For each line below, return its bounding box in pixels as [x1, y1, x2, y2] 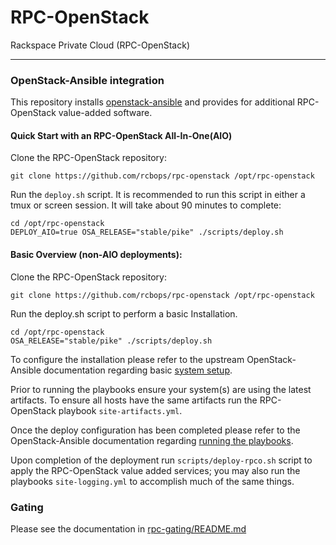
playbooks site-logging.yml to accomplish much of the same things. [10, 475, 295, 487]
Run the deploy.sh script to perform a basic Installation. [10, 307, 238, 320]
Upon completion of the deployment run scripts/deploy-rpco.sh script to [10, 454, 313, 466]
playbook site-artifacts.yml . [58, 404, 183, 416]
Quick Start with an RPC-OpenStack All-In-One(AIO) [10, 129, 233, 141]
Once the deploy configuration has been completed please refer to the [10, 424, 301, 436]
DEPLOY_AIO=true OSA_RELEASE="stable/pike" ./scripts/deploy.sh [10, 227, 284, 238]
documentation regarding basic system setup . [43, 364, 233, 376]
